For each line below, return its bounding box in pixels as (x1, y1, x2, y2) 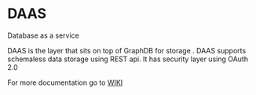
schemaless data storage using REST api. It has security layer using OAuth (7, 54, 249, 64)
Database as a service (7, 31, 79, 40)
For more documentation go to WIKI (7, 78, 123, 87)
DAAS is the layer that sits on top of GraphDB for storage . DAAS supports (7, 46, 247, 55)
